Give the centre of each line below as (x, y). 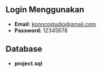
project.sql (28, 63)
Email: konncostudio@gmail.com (55, 24)
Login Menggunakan (45, 10)
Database (24, 49)
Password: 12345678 (41, 30)
